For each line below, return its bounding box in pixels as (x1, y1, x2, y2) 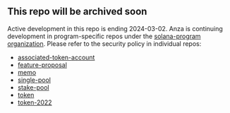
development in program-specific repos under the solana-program (7, 32, 201, 40)
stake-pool (17, 83, 49, 91)
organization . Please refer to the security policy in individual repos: (7, 39, 202, 48)
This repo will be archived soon (7, 6, 147, 18)
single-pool (17, 76, 52, 84)
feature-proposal (17, 60, 67, 69)
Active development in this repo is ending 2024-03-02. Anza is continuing (7, 24, 224, 32)
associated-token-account (17, 53, 95, 61)
